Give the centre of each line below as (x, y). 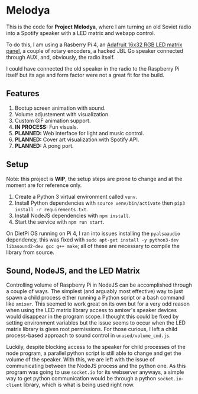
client (14, 385)
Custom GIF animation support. (53, 120)
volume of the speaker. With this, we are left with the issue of (80, 360)
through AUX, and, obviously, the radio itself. (61, 57)
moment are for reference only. (44, 185)
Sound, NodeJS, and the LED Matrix (73, 271)
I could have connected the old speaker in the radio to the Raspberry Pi (93, 68)
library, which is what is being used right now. (79, 385)
